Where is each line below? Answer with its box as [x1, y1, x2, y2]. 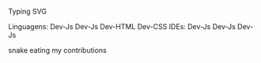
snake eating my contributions [8, 46, 107, 54]
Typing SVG [8, 7, 47, 16]
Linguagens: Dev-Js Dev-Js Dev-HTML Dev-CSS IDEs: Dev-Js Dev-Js [8, 22, 236, 31]
